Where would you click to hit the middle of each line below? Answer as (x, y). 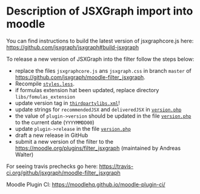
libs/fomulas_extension (45, 97)
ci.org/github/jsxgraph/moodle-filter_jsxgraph (64, 172)
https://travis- (116, 166)
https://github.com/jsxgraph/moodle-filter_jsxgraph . (80, 77)
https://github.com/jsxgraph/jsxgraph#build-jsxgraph (73, 47)
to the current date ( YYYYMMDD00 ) (55, 122)
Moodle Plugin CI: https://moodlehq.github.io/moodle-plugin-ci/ (86, 184)
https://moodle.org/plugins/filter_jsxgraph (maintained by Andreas (98, 148)
